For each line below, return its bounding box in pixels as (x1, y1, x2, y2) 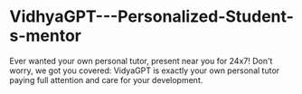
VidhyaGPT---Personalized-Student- (9, 6, 294, 27)
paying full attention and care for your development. (9, 74, 203, 85)
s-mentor (9, 25, 81, 46)
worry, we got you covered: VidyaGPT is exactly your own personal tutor (9, 65, 280, 76)
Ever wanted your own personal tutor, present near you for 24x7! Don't (9, 55, 273, 66)
